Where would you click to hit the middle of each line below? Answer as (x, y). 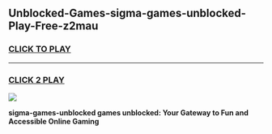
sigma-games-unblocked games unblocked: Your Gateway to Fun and (129, 112)
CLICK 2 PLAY (36, 80)
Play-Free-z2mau (53, 26)
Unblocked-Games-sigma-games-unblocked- (127, 13)
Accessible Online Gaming (54, 121)
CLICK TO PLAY (40, 50)
